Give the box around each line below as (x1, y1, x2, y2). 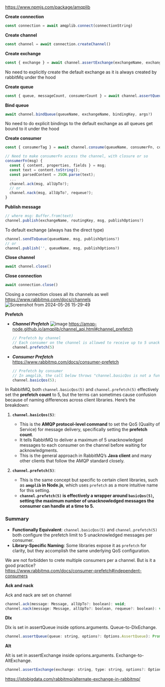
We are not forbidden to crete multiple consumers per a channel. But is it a (5, 557, 156, 563)
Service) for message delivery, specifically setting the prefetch (19, 426, 148, 432)
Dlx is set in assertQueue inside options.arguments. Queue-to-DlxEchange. (5, 624, 157, 630)
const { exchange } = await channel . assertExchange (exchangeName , (5, 60, 144, 65)
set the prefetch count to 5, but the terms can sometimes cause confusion (5, 392, 156, 398)
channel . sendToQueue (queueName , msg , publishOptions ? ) (5, 236, 120, 241)
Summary (5, 516, 29, 523)
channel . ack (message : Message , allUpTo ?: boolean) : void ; (5, 601, 126, 606)
